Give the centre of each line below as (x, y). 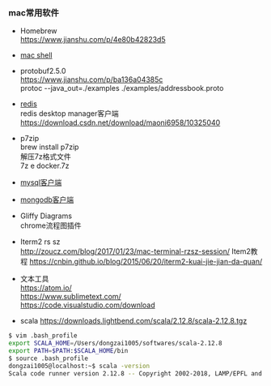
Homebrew (38, 31)
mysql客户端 (41, 182)
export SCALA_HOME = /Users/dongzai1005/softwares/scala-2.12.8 (115, 343)
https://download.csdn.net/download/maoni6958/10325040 (120, 122)
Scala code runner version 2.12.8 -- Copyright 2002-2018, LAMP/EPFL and (135, 373)
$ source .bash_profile (49, 358)
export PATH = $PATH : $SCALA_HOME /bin (68, 351)
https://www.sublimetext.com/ (70, 297)
